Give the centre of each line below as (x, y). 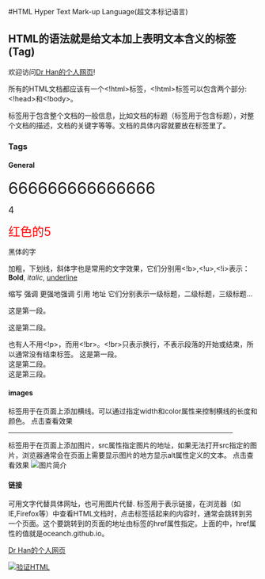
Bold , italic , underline (43, 277)
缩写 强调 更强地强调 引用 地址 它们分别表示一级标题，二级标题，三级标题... (131, 293)
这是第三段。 (29, 374)
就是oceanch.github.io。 (69, 534)
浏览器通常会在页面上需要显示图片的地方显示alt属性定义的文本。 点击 (134, 455)
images (21, 392)
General (22, 166)
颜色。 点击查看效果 (40, 421)
